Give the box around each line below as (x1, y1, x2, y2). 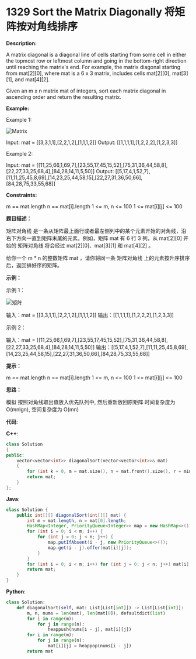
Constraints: (6, 191, 37, 198)
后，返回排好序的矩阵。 (6, 262, 62, 269)
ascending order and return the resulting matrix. (6, 93, 121, 100)
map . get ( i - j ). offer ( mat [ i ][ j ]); (47, 545, 132, 551)
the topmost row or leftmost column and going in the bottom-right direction (6, 57, 187, 64)
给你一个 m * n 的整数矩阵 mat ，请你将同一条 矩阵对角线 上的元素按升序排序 (6, 254, 190, 261)
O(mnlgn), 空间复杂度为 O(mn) (6, 406, 79, 413)
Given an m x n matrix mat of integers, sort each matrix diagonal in (6, 87, 166, 94)
